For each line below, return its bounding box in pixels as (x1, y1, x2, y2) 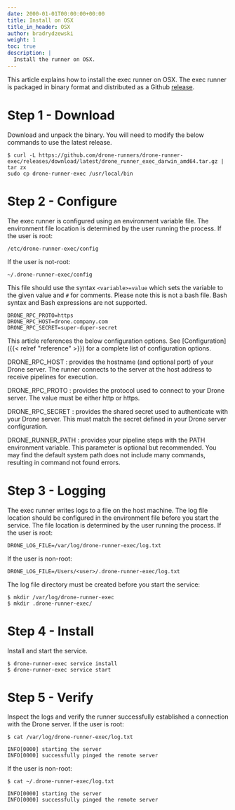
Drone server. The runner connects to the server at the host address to (7, 365, 213, 373)
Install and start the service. (7, 646, 88, 655)
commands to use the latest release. (7, 138, 112, 146)
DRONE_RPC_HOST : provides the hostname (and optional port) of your (7, 358, 214, 366)
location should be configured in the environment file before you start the (7, 514, 220, 522)
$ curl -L (7, 152, 36, 159)
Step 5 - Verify (7, 689, 94, 705)
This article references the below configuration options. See (7, 337, 181, 345)
